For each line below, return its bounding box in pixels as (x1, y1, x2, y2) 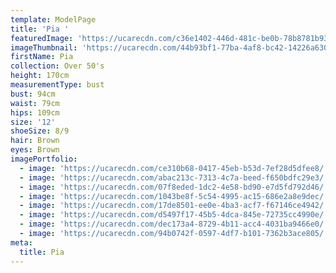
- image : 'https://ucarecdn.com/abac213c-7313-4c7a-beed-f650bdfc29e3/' (19, 172, 329, 183)
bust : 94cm (10, 89, 56, 99)
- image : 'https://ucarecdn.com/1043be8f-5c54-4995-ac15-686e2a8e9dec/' (19, 191, 329, 201)
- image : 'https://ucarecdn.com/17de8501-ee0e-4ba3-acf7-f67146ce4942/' (19, 201, 329, 211)
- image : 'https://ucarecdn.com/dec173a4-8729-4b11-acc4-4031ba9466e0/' (19, 219, 329, 230)
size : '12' (10, 117, 56, 127)
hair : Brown (10, 136, 60, 146)
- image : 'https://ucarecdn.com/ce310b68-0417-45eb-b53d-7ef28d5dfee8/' (19, 163, 329, 173)
